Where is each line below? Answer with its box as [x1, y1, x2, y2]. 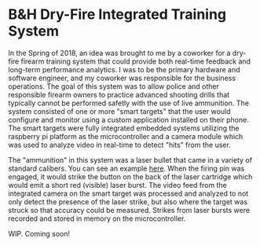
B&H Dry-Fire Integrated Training [8, 6, 226, 24]
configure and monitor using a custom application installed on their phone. [8, 115, 249, 124]
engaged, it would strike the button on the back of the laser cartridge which [8, 171, 253, 182]
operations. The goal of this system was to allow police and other [8, 81, 220, 91]
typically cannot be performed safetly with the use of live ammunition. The [8, 98, 250, 108]
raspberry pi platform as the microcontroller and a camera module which [8, 131, 244, 141]
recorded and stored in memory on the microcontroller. [8, 214, 186, 223]
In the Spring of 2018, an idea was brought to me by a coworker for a [8, 48, 231, 57]
